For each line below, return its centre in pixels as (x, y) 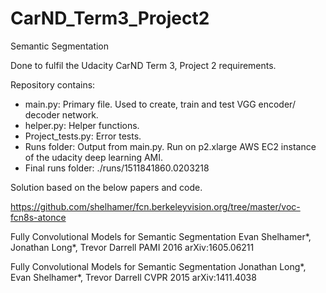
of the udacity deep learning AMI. (94, 157)
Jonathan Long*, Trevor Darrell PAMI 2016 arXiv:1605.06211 (132, 247)
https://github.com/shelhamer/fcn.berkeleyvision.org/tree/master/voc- (155, 206)
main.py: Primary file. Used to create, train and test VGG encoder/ (160, 104)
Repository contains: (53, 84)
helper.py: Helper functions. (82, 125)
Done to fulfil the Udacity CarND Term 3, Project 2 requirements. (143, 65)
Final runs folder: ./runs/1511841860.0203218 (117, 168)
